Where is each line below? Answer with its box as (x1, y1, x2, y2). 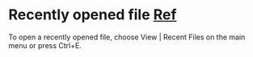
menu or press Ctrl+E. (8, 40, 82, 50)
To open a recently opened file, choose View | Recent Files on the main (8, 32, 246, 42)
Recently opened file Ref (8, 6, 177, 24)
